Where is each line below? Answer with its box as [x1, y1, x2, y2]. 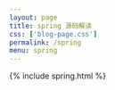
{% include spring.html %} [9, 70, 107, 81]
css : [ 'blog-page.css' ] [9, 29, 98, 38]
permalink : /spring [9, 37, 82, 47]
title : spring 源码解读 [9, 21, 92, 30]
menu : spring [9, 46, 58, 55]
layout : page [9, 12, 58, 22]
